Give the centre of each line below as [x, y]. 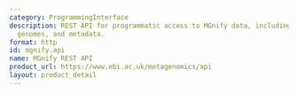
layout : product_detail [53, 75]
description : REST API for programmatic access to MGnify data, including [150, 26]
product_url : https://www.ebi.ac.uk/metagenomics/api [111, 67]
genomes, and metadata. [61, 34]
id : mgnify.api [37, 50]
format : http [33, 42]
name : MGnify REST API [51, 58]
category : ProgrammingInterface [69, 17]
